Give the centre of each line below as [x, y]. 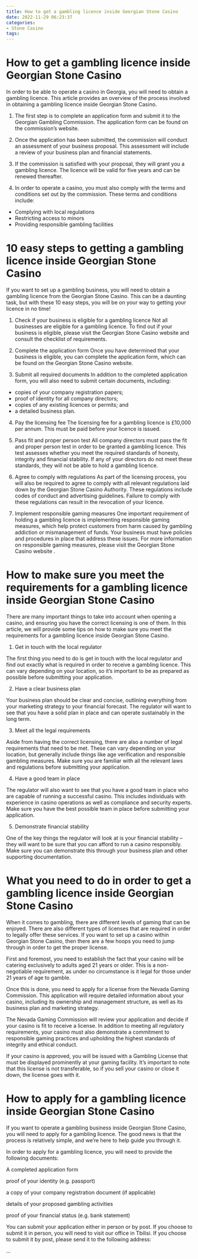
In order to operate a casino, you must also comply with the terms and [100, 188]
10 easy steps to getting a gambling [95, 248]
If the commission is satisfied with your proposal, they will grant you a [100, 164]
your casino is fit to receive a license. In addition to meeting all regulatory [95, 1025]
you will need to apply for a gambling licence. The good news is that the [94, 1134]
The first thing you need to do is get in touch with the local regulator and [94, 658]
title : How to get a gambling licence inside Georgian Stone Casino [92, 12]
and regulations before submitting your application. [69, 767]
